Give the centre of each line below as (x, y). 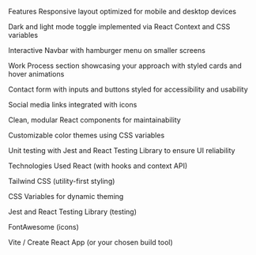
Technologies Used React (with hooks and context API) (98, 166)
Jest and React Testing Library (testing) (72, 212)
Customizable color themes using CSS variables (87, 135)
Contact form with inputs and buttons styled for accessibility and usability (128, 89)
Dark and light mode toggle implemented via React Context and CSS (119, 26)
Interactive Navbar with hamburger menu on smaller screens (107, 50)
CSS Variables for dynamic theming (66, 196)
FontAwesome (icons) (43, 227)
